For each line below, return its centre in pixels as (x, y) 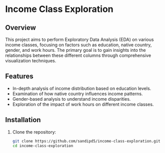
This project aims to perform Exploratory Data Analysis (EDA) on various (79, 39)
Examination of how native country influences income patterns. (77, 94)
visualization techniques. (31, 61)
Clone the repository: (34, 132)
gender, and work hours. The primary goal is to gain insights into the (75, 50)
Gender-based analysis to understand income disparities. (71, 99)
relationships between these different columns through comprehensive (78, 55)
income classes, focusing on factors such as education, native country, (78, 45)
